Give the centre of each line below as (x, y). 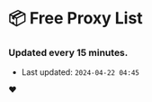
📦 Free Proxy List (76, 19)
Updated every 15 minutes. (68, 53)
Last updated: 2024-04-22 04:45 (80, 72)
